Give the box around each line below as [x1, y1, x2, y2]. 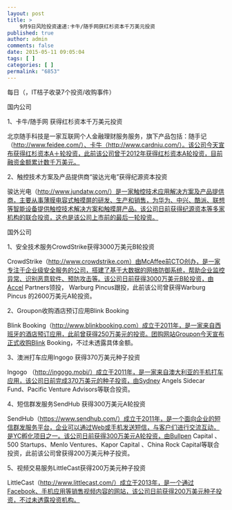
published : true [7, 29, 54, 37]
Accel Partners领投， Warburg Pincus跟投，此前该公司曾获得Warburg [7, 283, 206, 291]
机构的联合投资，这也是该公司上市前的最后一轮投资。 [7, 213, 159, 221]
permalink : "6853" [7, 68, 60, 75]
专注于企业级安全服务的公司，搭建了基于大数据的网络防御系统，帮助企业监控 [7, 265, 225, 274]
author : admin [7, 36, 48, 43]
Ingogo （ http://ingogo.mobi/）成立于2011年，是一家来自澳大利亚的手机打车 [7, 368, 224, 376]
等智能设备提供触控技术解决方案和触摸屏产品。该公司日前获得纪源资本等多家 [7, 205, 225, 213]
